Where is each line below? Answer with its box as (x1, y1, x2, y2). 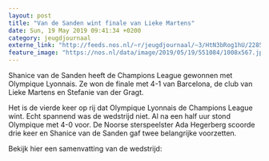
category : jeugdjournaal (8, 33, 91, 42)
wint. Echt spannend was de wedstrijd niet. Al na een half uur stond (8, 112, 231, 120)
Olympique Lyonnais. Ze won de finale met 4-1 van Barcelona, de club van (8, 79, 253, 88)
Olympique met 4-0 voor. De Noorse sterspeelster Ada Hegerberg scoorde (8, 120, 255, 129)
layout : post (8, 11, 52, 20)
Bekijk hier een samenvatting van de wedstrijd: (8, 144, 163, 153)
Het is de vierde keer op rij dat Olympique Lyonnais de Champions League (8, 103, 254, 112)
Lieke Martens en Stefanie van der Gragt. (8, 88, 144, 96)
